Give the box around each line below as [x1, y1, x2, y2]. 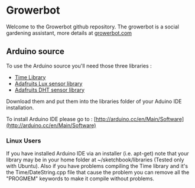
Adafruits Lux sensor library [14, 80, 83, 87]
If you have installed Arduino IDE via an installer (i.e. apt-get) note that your [6, 150, 189, 157]
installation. [6, 104, 34, 111]
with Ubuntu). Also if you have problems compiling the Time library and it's [6, 163, 188, 170]
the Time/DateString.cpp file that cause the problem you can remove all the [6, 169, 190, 176]
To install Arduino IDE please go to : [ [6, 115, 96, 122]
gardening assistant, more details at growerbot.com [6, 29, 132, 36]
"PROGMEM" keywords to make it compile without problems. [6, 175, 155, 182]
